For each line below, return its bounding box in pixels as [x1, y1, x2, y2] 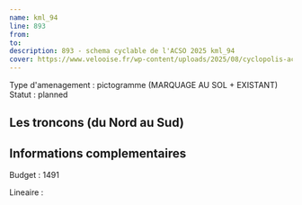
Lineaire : [9, 187, 44, 198]
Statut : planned [9, 89, 68, 100]
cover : [9, 55, 34, 64]
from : [9, 30, 30, 39]
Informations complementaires [9, 146, 187, 161]
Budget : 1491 [9, 170, 60, 181]
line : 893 [9, 22, 47, 31]
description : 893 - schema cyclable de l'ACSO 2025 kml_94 [9, 47, 235, 56]
